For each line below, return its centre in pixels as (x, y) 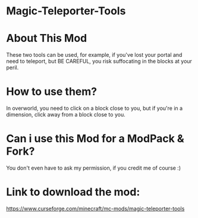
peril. (12, 67)
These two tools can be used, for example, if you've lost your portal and (94, 55)
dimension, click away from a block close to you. (66, 115)
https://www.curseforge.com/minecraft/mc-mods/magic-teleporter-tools (95, 208)
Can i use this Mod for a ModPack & (95, 139)
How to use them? (52, 92)
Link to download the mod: (73, 192)
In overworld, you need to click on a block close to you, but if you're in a (95, 108)
